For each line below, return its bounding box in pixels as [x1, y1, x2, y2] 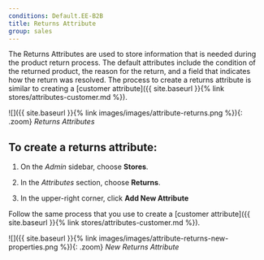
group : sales [8, 27, 53, 35]
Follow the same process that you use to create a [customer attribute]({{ [8, 209, 250, 219]
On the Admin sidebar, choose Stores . [19, 162, 149, 171]
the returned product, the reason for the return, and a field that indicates [8, 67, 251, 76]
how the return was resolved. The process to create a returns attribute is [8, 75, 252, 85]
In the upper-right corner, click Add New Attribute [19, 193, 189, 203]
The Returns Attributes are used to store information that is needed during [8, 50, 257, 59]
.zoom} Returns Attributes [8, 117, 95, 127]
